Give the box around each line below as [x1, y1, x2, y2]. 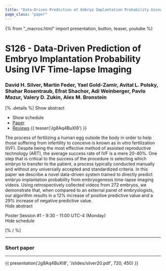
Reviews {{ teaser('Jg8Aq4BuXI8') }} [12, 125, 87, 131]
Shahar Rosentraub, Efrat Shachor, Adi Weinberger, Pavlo [5, 88, 146, 94]
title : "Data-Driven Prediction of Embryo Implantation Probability [5, 7, 149, 12]
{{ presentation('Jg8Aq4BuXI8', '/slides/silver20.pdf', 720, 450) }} [5, 260, 138, 266]
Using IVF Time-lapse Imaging [5, 64, 132, 75]
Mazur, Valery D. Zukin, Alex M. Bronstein [5, 93, 107, 100]
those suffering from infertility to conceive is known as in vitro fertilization [5, 139, 155, 146]
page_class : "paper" [5, 12, 48, 17]
